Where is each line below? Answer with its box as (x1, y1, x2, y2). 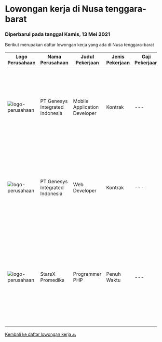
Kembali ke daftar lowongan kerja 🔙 (5, 331, 76, 337)
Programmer (73, 271, 102, 278)
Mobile (73, 98, 89, 104)
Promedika (40, 277, 65, 283)
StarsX (40, 271, 55, 278)
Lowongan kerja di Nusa (5, 3, 104, 15)
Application (73, 104, 99, 111)
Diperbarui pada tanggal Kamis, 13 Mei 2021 (5, 31, 110, 38)
